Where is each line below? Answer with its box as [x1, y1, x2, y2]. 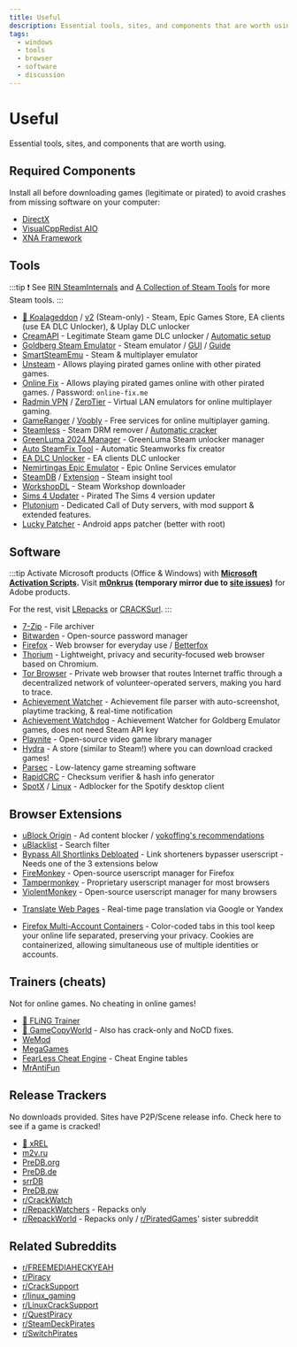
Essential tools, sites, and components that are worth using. [9, 138, 227, 149]
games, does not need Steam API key [21, 725, 159, 735]
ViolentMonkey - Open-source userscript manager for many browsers [21, 886, 278, 897]
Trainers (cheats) [9, 974, 107, 989]
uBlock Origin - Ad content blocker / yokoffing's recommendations [21, 829, 265, 841]
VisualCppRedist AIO [21, 223, 99, 234]
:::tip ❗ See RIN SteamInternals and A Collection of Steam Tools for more [9, 282, 270, 293]
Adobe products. [9, 587, 71, 597]
